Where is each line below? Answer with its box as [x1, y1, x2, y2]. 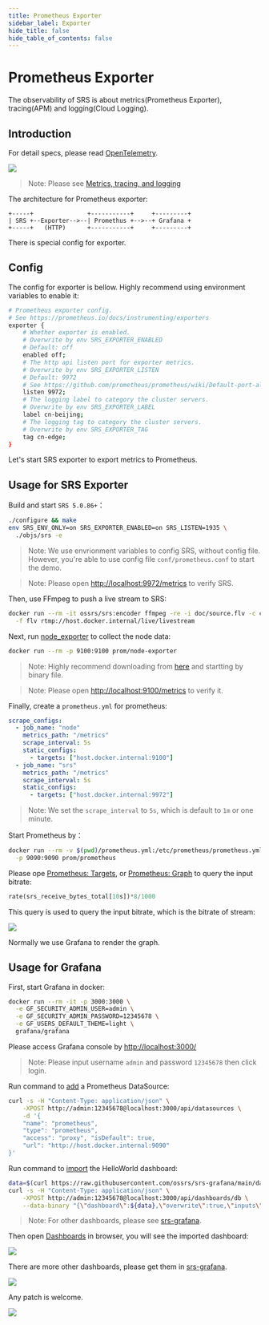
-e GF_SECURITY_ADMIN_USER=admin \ [15, 1005, 134, 1013]
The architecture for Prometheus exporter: [8, 194, 148, 204]
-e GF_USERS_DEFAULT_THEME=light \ [15, 1020, 134, 1028]
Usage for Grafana [8, 961, 102, 975]
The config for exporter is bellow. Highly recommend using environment [8, 282, 246, 292]
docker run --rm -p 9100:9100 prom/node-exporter [8, 647, 178, 655]
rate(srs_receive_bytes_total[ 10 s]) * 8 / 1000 [8, 892, 156, 900]
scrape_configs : [8, 717, 62, 725]
